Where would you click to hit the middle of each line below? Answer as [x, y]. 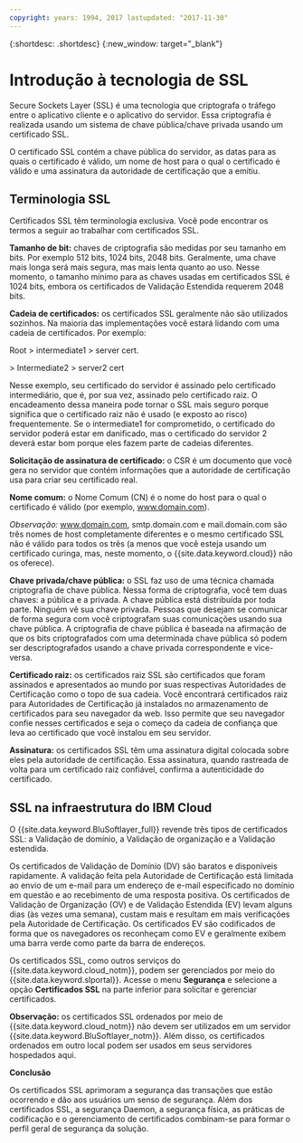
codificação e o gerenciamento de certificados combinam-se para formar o [150, 1119]
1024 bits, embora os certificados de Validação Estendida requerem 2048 [147, 287]
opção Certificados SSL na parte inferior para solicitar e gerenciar [133, 990]
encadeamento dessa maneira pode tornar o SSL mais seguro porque [139, 405]
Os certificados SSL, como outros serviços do [95, 961]
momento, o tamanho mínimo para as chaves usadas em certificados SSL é [150, 277]
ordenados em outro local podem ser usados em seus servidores [131, 1045]
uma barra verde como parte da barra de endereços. [108, 943]
